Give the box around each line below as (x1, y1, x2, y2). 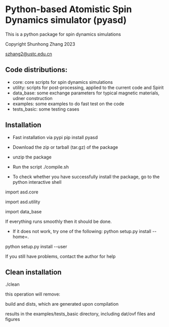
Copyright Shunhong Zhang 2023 (5, 41, 75, 47)
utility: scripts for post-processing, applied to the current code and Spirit (12, 84, 164, 90)
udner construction (12, 95, 53, 101)
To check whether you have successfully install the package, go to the (12, 174, 160, 180)
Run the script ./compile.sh (12, 163, 69, 170)
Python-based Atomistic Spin (5, 4, 132, 15)
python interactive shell (12, 179, 62, 185)
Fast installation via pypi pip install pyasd (12, 134, 98, 140)
